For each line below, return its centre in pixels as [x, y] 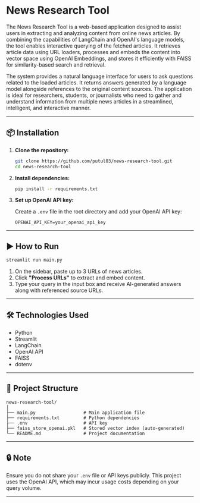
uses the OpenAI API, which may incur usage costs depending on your [93, 482]
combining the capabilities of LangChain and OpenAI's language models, [96, 39]
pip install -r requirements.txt [56, 189]
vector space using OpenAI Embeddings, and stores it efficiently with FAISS [99, 58]
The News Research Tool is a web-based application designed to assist [94, 27]
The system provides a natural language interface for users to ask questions [100, 76]
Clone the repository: [42, 150]
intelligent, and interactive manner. [49, 108]
